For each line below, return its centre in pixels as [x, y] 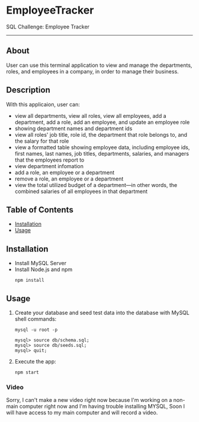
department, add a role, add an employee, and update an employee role [102, 122]
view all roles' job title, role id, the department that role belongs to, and [101, 134]
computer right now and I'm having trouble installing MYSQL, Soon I [102, 407]
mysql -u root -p [36, 330]
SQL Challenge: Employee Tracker [48, 27]
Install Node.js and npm [44, 269]
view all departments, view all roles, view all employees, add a [91, 115]
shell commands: [36, 319]
